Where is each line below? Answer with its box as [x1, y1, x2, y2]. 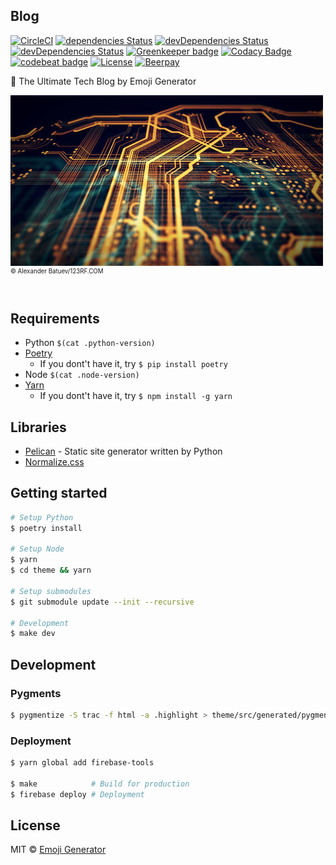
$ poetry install [10, 523, 83, 533]
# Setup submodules [10, 586, 92, 596]
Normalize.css [24, 455, 85, 468]
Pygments [10, 686, 62, 700]
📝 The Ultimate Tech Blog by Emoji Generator [10, 75, 197, 87]
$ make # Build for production [10, 779, 190, 789]
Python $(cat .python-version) [24, 337, 156, 349]
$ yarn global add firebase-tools [10, 758, 155, 768]
